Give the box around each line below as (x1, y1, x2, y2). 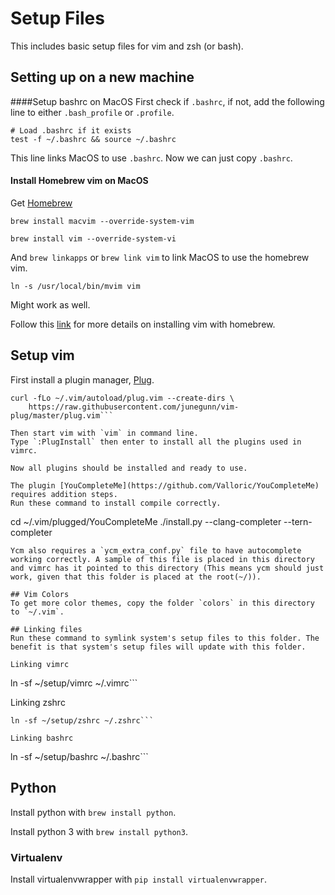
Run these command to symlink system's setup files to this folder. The (10, 633, 320, 643)
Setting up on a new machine (10, 69, 195, 86)
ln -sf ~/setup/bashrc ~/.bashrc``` (10, 750, 149, 762)
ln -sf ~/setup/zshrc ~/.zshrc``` (10, 715, 155, 726)
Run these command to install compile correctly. (10, 498, 222, 508)
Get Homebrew (10, 197, 73, 209)
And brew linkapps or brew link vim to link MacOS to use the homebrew (10, 251, 310, 263)
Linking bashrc (10, 733, 74, 743)
